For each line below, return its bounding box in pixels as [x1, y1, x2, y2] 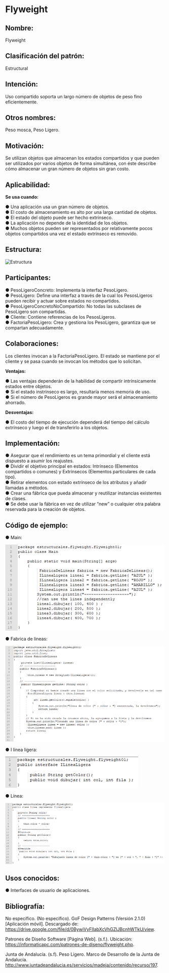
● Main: [5, 535, 22, 541]
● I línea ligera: [5, 746, 37, 753]
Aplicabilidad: [5, 180, 51, 189]
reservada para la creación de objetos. [5, 506, 86, 512]
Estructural [5, 65, 28, 71]
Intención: [5, 80, 38, 89]
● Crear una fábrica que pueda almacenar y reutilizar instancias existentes [5, 490, 162, 496]
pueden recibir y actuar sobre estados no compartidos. [5, 297, 120, 304]
